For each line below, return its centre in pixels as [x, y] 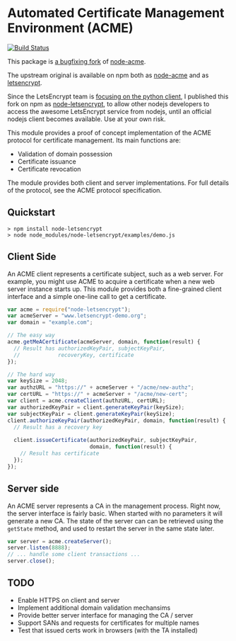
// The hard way [31, 374]
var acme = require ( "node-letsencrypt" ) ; [69, 310]
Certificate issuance [47, 161]
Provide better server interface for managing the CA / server [105, 615]
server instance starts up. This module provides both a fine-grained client [114, 289]
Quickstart [31, 213]
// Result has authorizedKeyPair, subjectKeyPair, [90, 348]
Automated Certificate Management [116, 13]
